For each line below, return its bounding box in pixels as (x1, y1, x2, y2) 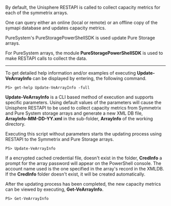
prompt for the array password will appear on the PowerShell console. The (5, 160, 162, 166)
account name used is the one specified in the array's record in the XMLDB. (5, 166, 164, 171)
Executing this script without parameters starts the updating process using (5, 131, 162, 136)
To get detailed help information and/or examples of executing (5, 70, 136, 76)
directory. (5, 121, 25, 127)
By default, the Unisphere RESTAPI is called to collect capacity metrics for (5, 5, 160, 10)
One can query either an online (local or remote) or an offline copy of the (5, 20, 158, 25)
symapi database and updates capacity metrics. (5, 25, 106, 31)
